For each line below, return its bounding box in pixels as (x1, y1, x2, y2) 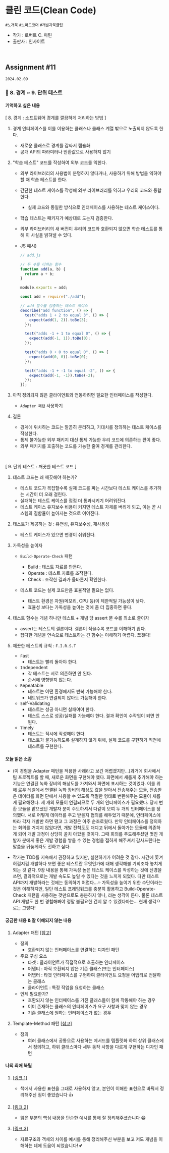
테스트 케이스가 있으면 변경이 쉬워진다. (20, 532, 96, 538)
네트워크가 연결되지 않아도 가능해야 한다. (27, 695, 107, 701)
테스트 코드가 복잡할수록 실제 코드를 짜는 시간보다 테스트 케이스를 (20, 485, 148, 491)
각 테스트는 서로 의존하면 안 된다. (27, 671, 92, 677)
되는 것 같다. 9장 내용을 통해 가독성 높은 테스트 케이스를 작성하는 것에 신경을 (12, 867, 162, 873)
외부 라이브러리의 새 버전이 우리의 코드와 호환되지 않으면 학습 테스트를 (20, 226, 158, 232)
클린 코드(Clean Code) (5, 5, 97, 16)
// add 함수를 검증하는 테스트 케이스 (20, 303, 88, 308)
